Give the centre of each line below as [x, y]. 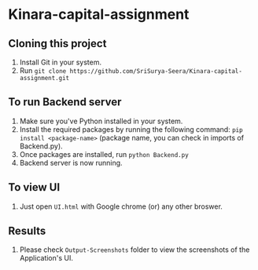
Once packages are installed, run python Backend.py [104, 154]
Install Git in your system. [61, 62]
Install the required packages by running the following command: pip [131, 129]
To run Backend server [65, 102]
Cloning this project [57, 44]
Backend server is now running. [71, 162]
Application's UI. [46, 258]
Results [27, 231]
